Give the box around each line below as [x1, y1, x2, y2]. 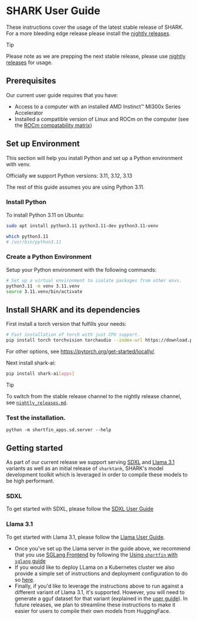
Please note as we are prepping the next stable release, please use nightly [6, 52, 186, 59]
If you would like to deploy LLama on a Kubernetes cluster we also [14, 564, 175, 571]
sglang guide [14, 557, 46, 564]
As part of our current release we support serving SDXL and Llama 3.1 [6, 458, 175, 465]
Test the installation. [6, 414, 66, 422]
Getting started [6, 443, 63, 453]
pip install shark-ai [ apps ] [6, 371, 75, 376]
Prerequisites [6, 76, 56, 86]
